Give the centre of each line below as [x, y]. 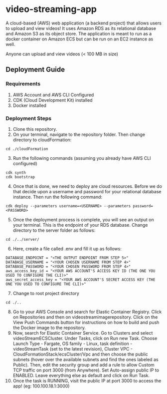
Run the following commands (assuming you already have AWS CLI [82, 158]
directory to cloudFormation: [42, 140]
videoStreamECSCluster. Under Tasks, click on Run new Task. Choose [85, 338]
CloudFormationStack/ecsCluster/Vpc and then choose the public [81, 354]
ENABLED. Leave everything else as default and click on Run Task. [81, 375]
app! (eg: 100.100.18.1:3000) [41, 386]
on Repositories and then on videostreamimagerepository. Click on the [85, 317]
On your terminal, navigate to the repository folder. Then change [79, 134]
